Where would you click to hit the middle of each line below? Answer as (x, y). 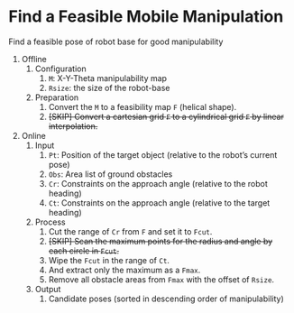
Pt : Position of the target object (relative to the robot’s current (163, 154)
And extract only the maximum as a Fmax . (124, 270)
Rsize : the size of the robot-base (109, 87)
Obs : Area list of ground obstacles (110, 174)
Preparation (57, 97)
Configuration (60, 69)
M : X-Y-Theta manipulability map (108, 78)
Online (33, 135)
